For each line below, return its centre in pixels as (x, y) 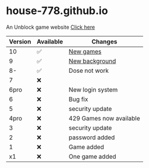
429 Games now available (104, 118)
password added (92, 137)
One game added (93, 156)
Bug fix (79, 99)
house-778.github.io (57, 11)
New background (92, 61)
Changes (104, 41)
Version (20, 41)
